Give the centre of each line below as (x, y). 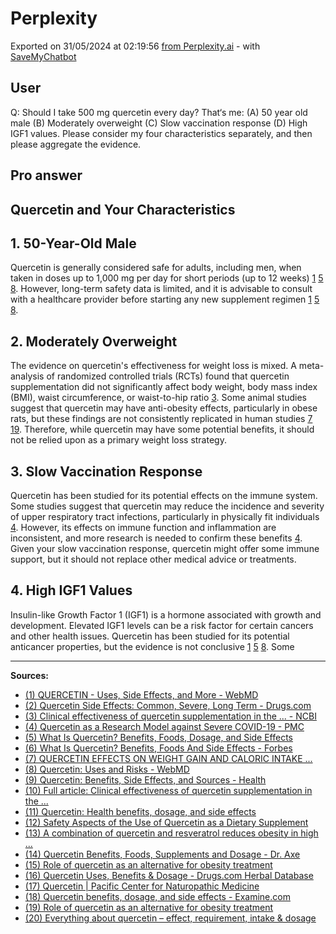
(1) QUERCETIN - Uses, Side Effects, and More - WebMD (141, 694)
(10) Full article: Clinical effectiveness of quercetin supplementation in (168, 790)
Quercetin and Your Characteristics (123, 209)
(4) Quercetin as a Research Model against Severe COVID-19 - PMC (164, 726)
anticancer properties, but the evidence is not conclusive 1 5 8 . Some (152, 646)
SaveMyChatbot (43, 56)
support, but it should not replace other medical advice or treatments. (153, 559)
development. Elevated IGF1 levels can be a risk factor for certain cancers (162, 625)
